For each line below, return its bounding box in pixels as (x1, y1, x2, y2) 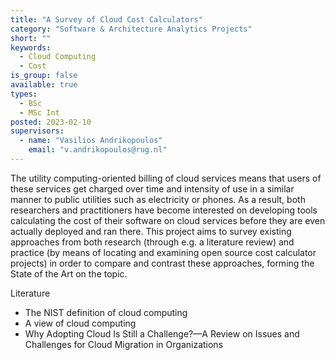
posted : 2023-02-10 (10, 117, 92, 127)
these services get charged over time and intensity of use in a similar (10, 182, 295, 195)
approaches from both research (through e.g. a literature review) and (10, 236, 295, 248)
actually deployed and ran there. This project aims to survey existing (10, 225, 292, 237)
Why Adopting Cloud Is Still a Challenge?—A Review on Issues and (24, 327, 300, 340)
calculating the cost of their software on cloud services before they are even (10, 214, 326, 226)
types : (10, 89, 38, 99)
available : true (10, 80, 78, 90)
